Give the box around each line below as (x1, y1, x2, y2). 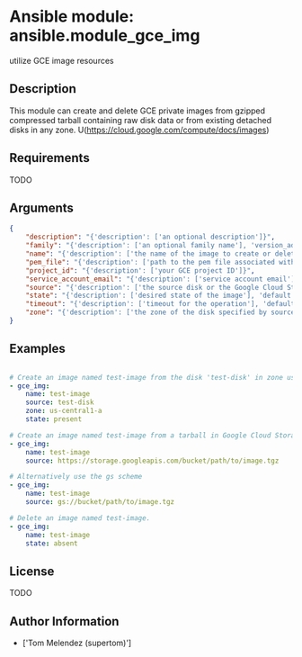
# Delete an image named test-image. (9, 513, 151, 523)
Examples (9, 341, 66, 356)
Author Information (9, 614, 120, 629)
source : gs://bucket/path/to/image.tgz (25, 498, 175, 507)
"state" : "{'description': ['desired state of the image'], (25, 291, 255, 301)
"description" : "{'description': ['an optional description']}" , (25, 232, 276, 242)
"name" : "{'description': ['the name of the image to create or (25, 249, 271, 258)
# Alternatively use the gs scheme (9, 472, 143, 481)
